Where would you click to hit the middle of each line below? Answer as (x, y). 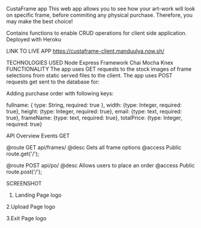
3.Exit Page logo (26, 218)
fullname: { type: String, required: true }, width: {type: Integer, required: (94, 105)
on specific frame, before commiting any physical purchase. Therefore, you (100, 15)
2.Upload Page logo (31, 207)
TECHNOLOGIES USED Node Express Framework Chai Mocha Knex (90, 63)
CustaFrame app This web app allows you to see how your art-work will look (101, 9)
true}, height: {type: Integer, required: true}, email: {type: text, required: (94, 111)
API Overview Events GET (38, 136)
